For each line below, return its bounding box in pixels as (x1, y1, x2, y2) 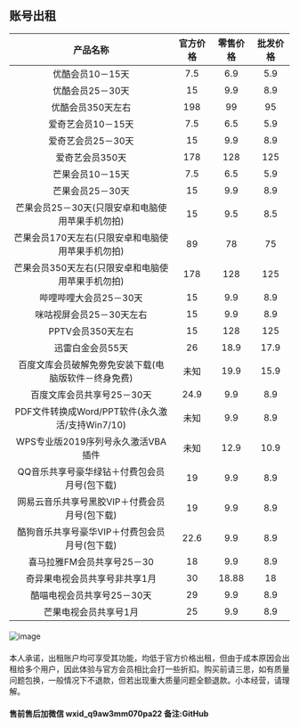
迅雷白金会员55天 (53, 341, 129, 354)
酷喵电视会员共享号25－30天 (30, 589, 152, 601)
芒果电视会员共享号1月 (43, 605, 140, 618)
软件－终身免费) (66, 372, 133, 384)
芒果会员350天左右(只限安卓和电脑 (13, 261, 160, 274)
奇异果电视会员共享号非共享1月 (25, 572, 158, 585)
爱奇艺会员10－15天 (48, 118, 134, 130)
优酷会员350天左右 (51, 101, 132, 113)
